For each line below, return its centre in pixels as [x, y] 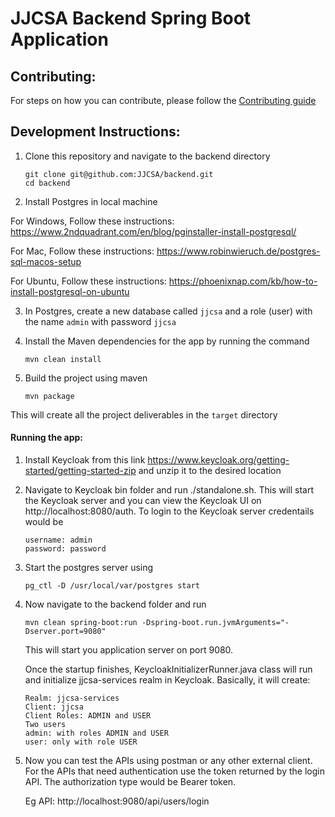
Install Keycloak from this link [85, 460]
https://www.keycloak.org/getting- [218, 460]
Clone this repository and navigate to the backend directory [147, 156]
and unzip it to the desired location [210, 471]
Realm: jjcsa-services [72, 698]
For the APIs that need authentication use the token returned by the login [174, 771]
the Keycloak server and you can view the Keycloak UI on [143, 501]
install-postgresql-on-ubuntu [70, 291]
